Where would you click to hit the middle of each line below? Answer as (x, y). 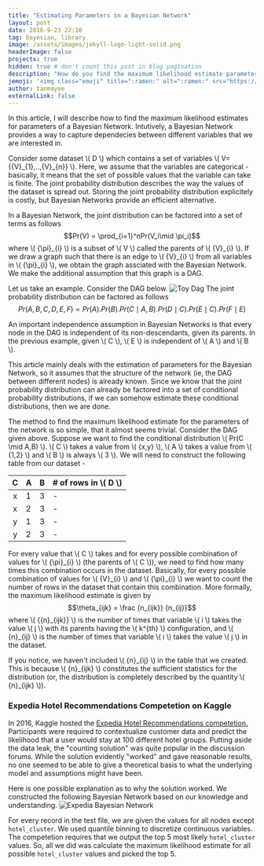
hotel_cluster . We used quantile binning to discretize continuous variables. (130, 828)
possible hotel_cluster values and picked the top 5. (92, 853)
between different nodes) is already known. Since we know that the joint (125, 381)
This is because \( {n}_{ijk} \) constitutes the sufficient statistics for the (123, 669)
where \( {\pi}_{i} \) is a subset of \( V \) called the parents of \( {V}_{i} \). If (129, 248)
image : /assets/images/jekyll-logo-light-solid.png (94, 45)
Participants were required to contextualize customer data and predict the (128, 731)
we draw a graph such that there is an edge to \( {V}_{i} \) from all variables (130, 257)
